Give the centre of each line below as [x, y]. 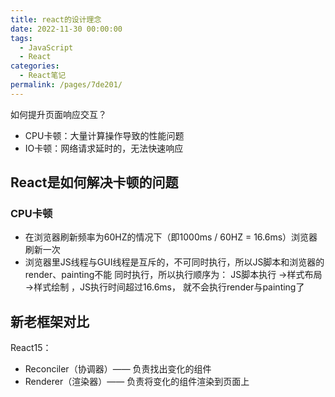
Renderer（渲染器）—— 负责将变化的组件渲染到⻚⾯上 [137, 382]
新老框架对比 [50, 321]
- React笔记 [43, 76]
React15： [31, 348]
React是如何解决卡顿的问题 [94, 182]
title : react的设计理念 [56, 19]
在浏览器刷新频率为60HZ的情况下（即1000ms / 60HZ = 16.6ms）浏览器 [171, 237]
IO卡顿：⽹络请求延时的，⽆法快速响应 [104, 148]
